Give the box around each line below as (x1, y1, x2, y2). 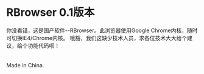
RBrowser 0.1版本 (6, 5, 95, 19)
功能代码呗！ (27, 42, 60, 49)
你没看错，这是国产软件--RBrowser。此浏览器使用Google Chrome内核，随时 (6, 27, 198, 34)
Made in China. (6, 61, 44, 69)
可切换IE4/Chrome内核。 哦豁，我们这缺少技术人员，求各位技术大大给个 (6, 34, 188, 41)
